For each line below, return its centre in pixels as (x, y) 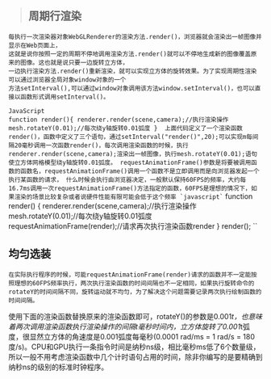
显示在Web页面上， (35, 45)
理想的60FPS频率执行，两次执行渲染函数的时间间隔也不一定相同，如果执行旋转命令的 (134, 283)
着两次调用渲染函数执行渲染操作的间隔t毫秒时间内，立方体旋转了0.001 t (126, 326)
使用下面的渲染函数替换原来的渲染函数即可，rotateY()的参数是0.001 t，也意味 (135, 316)
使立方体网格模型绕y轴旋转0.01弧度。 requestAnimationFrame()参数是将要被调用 (130, 162)
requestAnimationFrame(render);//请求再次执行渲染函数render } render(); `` (133, 225)
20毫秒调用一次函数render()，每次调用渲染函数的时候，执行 (101, 145)
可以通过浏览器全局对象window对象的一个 (67, 80)
